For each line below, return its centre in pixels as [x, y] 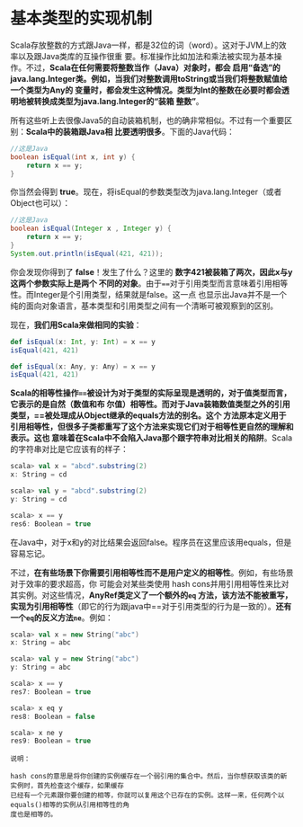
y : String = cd [39, 499]
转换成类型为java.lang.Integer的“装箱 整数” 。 [119, 101]
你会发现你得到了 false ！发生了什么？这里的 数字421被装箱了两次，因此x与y [151, 271]
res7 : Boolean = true [51, 692]
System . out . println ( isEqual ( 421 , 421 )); [87, 253]
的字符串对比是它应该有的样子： [69, 449]
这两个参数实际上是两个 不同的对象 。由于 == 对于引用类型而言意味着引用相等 [149, 283]
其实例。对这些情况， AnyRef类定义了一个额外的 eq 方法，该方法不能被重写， [151, 595]
